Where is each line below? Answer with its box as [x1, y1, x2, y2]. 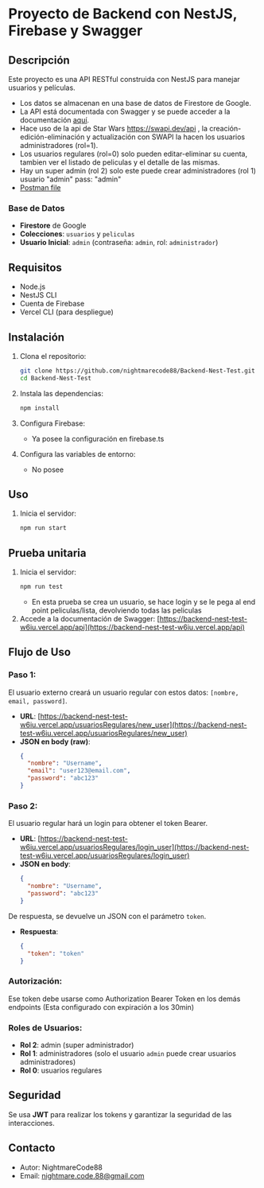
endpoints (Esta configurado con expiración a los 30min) [8, 1002, 195, 1011]
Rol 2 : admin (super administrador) [19, 1040, 134, 1050]
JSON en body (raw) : [19, 737, 91, 746]
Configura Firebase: [19, 419, 86, 428]
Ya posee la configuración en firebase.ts [31, 434, 165, 443]
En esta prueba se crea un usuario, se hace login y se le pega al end [31, 597, 256, 606]
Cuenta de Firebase [19, 299, 85, 309]
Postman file [19, 183, 61, 192]
